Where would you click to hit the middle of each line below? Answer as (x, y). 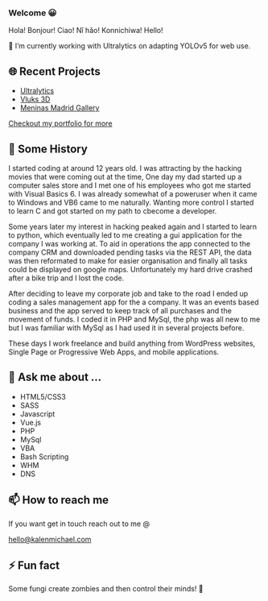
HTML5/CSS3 (43, 396)
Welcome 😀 (33, 13)
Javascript (37, 413)
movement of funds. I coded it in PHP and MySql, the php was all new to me (134, 319)
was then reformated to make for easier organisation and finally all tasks (128, 260)
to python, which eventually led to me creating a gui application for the (126, 235)
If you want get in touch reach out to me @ (79, 524)
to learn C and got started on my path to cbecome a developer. (113, 211)
